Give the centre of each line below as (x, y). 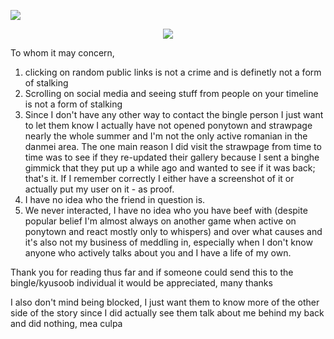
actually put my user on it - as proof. (99, 189)
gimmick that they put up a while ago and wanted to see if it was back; (170, 168)
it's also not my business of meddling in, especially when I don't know (168, 242)
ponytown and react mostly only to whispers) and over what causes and (173, 231)
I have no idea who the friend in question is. (115, 199)
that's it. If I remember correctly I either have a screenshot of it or (159, 178)
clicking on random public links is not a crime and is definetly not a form (173, 72)
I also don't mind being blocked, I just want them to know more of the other (165, 302)
